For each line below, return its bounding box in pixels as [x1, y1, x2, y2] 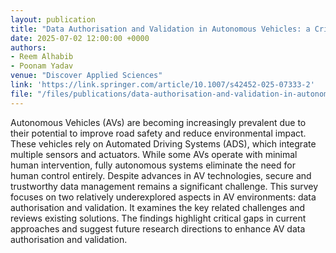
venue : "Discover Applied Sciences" [10, 71, 163, 81]
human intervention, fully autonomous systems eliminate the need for [10, 159, 296, 171]
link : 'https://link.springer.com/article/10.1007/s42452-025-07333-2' [10, 80, 315, 90]
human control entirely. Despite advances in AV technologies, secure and [10, 169, 312, 181]
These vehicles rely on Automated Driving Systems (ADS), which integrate [10, 137, 317, 150]
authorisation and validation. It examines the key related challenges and [10, 201, 306, 213]
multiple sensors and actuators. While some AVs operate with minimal [10, 148, 298, 160]
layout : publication [10, 14, 97, 25]
